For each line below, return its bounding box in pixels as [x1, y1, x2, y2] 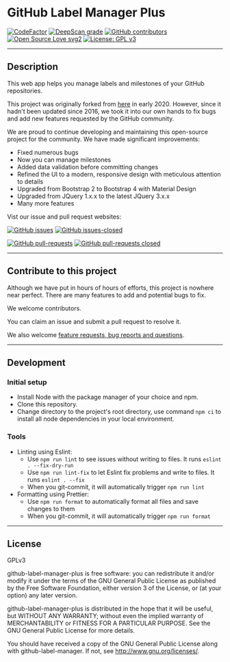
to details [16, 177, 43, 186]
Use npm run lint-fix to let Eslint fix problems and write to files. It [27, 468, 215, 476]
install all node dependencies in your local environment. [16, 415, 175, 423]
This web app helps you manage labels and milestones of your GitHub [7, 79, 205, 87]
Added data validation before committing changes [16, 162, 159, 171]
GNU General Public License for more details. [7, 626, 136, 635]
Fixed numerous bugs [16, 148, 79, 156]
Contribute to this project [7, 265, 117, 277]
